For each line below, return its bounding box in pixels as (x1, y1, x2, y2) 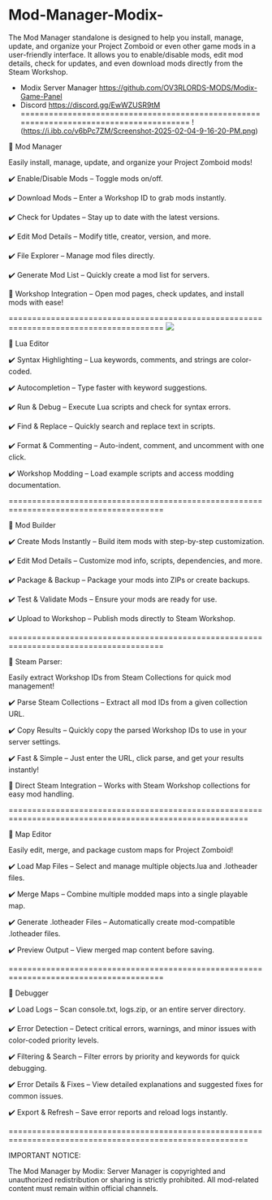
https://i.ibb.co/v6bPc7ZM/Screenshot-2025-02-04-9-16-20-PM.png (23, 126, 256, 136)
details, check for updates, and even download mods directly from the (8, 58, 244, 68)
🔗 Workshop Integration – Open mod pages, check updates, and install (8, 288, 245, 298)
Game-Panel (19, 91, 63, 101)
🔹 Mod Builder (8, 520, 56, 529)
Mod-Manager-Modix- (8, 6, 164, 24)
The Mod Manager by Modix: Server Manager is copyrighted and (8, 1166, 226, 1176)
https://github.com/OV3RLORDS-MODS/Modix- (98, 83, 258, 93)
